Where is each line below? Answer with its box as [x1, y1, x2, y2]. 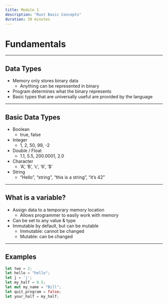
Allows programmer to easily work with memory [19, 212, 119, 218]
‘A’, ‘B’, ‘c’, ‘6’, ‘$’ [19, 164, 53, 170]
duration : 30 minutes [5, 17, 50, 22]
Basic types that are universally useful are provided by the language [12, 94, 153, 100]
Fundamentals [5, 38, 66, 50]
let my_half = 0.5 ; [5, 280, 46, 285]
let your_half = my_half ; [5, 294, 59, 299]
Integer [12, 136, 27, 143]
